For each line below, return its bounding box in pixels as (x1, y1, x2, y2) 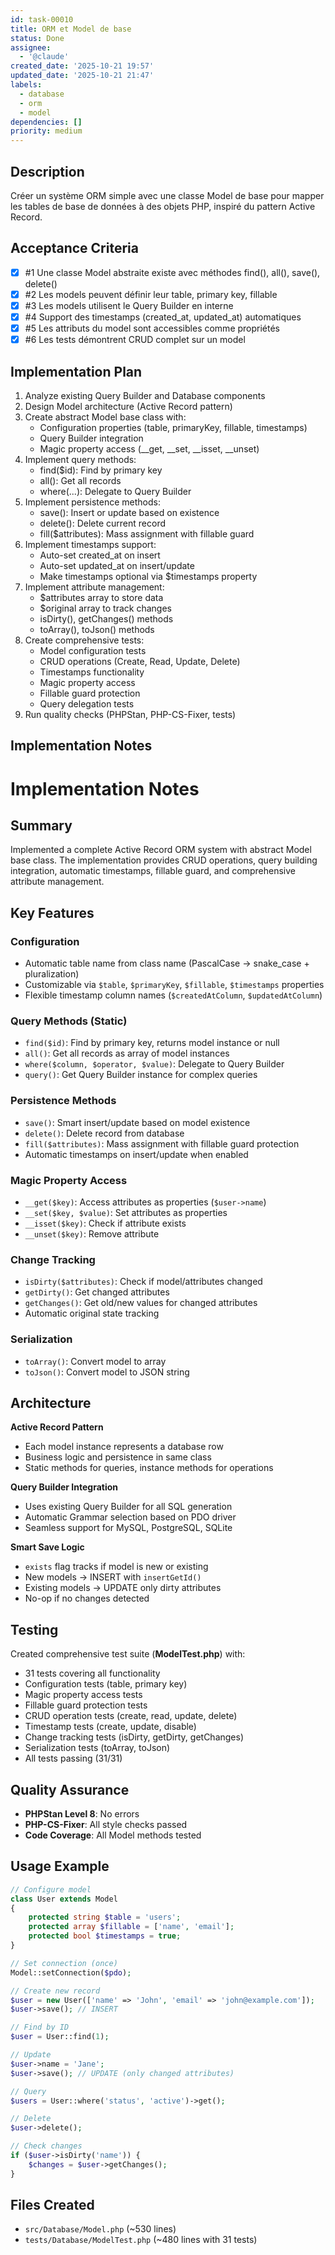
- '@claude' (19, 52, 70, 62)
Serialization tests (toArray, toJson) (24, 1742, 171, 1754)
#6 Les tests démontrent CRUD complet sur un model (24, 334, 246, 346)
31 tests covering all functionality (24, 1667, 161, 1680)
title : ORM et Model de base (10, 24, 132, 34)
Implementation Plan (10, 363, 143, 380)
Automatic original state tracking (24, 1307, 160, 1320)
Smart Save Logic (10, 1541, 85, 1553)
